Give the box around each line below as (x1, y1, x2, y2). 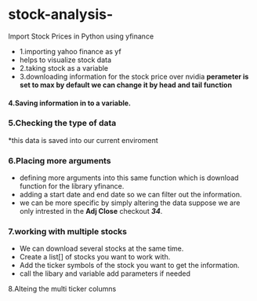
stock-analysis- (8, 6, 114, 24)
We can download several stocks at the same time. (19, 244, 184, 253)
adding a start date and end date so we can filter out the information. (19, 190, 242, 200)
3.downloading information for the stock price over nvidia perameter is (19, 72, 249, 81)
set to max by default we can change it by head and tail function (19, 80, 233, 90)
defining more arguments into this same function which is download (19, 173, 239, 182)
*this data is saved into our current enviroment (8, 135, 158, 145)
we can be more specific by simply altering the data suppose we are (19, 198, 241, 207)
